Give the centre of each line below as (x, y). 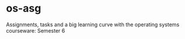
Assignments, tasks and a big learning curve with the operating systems (93, 24)
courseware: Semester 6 (36, 30)
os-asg (24, 8)
